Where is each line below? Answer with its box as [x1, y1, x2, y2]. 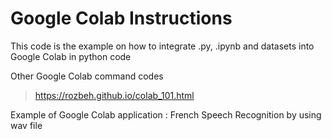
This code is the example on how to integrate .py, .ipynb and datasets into [10, 40, 315, 52]
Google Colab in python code [10, 50, 132, 62]
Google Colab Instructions [10, 7, 233, 30]
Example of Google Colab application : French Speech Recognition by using [10, 108, 322, 121]
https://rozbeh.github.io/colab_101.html [34, 89, 195, 101]
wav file [10, 119, 43, 131]
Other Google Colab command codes [10, 70, 164, 82]
